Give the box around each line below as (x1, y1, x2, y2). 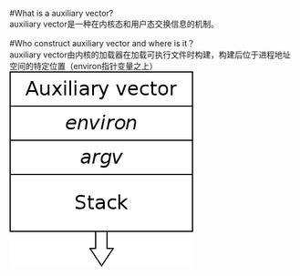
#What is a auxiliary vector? (9, 8, 114, 18)
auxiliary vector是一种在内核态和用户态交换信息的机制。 (9, 18, 219, 29)
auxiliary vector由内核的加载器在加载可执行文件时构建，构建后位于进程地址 (9, 49, 291, 60)
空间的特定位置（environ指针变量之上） (9, 61, 158, 71)
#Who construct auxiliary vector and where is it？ (9, 38, 196, 48)
